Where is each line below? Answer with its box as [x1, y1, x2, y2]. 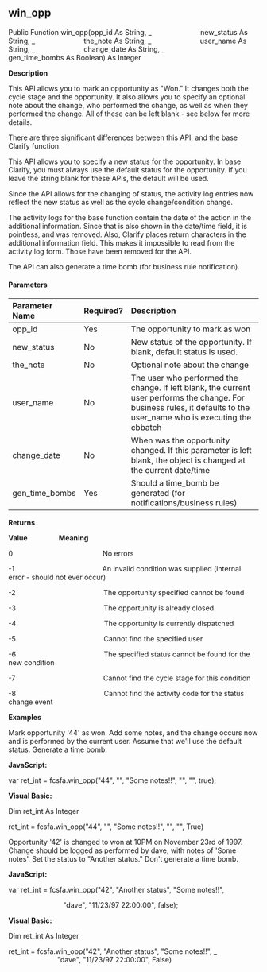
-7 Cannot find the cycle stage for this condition [8, 673, 251, 683]
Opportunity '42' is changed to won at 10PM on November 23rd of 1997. [8, 838, 243, 847]
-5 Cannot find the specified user [8, 634, 203, 644]
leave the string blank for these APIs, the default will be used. [8, 173, 209, 183]
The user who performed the [130, 373, 238, 384]
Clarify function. [8, 141, 61, 150]
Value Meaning [8, 533, 89, 543]
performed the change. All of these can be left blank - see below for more [8, 109, 250, 118]
